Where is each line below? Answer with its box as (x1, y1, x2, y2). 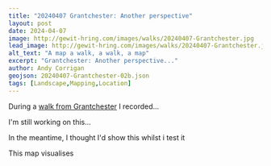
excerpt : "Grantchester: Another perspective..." (8, 57, 179, 65)
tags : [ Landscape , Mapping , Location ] (8, 79, 131, 87)
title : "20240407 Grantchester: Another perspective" (8, 11, 194, 20)
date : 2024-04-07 (8, 27, 67, 35)
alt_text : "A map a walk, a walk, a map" (8, 49, 150, 57)
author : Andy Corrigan (8, 64, 85, 73)
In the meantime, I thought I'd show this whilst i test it (8, 132, 186, 142)
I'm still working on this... (8, 117, 91, 127)
